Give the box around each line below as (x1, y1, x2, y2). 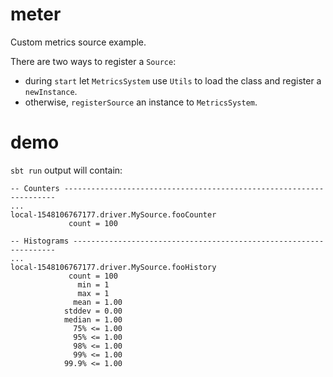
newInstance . (24, 85, 78, 97)
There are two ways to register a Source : (10, 55, 177, 67)
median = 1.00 (63, 314, 123, 325)
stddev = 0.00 (63, 306, 123, 316)
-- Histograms (10, 236, 70, 246)
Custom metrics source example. (10, 36, 147, 48)
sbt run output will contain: (10, 164, 123, 176)
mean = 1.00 (73, 297, 123, 307)
